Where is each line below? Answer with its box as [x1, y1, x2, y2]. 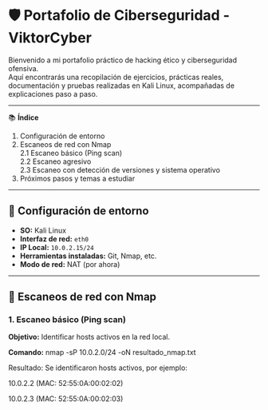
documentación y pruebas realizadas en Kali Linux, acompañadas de [8, 81, 235, 90]
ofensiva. [8, 63, 39, 73]
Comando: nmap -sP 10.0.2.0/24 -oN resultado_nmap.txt [8, 348, 197, 357]
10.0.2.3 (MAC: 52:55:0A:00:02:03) [8, 394, 124, 404]
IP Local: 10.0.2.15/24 [19, 242, 94, 252]
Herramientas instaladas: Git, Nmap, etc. [19, 251, 157, 261]
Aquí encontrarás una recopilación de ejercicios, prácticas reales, [8, 72, 224, 82]
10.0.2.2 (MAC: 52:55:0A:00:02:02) [8, 379, 124, 388]
